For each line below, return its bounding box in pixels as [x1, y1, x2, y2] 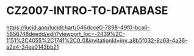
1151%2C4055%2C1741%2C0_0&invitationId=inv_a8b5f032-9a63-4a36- [6, 37, 188, 44]
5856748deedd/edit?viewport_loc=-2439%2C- [6, 30, 125, 37]
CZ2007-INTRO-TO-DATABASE [6, 4, 168, 18]
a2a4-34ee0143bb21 [6, 43, 59, 51]
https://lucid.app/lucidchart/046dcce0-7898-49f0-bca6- [6, 24, 151, 31]
